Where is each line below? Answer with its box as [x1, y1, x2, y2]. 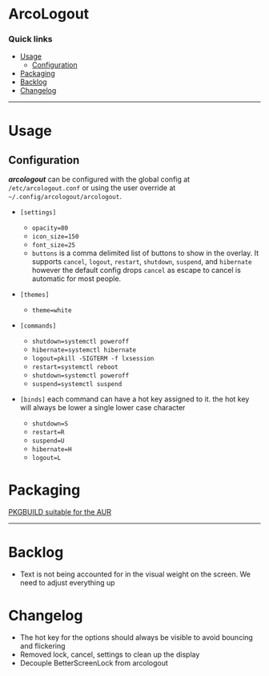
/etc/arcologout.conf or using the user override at [8, 183, 176, 193]
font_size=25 [31, 242, 76, 250]
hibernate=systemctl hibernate [31, 346, 137, 354]
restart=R [31, 429, 66, 437]
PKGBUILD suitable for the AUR [8, 507, 112, 517]
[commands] [19, 322, 57, 330]
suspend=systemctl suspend [31, 381, 122, 389]
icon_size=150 [31, 233, 79, 241]
